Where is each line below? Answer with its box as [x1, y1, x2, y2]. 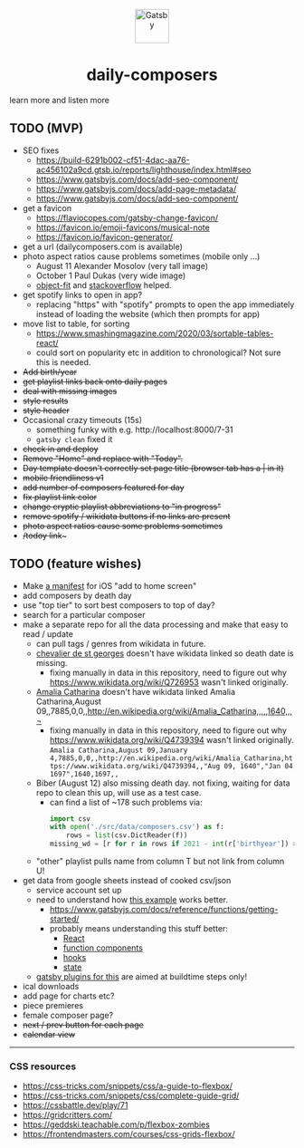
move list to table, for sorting [22, 318, 130, 329]
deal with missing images [22, 385, 118, 396]
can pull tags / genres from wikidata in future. [35, 638, 206, 649]
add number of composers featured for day [22, 481, 185, 493]
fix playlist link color [22, 491, 98, 502]
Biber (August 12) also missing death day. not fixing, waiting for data [35, 777, 291, 788]
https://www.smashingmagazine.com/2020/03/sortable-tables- [35, 327, 274, 339]
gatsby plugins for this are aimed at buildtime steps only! [35, 971, 247, 982]
